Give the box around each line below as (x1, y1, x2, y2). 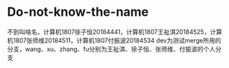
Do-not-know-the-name (7, 4, 149, 20)
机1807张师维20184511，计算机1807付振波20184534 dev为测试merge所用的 (7, 36, 221, 45)
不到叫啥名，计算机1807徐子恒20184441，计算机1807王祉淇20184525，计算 (7, 27, 222, 36)
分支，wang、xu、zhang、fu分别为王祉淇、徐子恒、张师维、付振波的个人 (7, 45, 216, 53)
